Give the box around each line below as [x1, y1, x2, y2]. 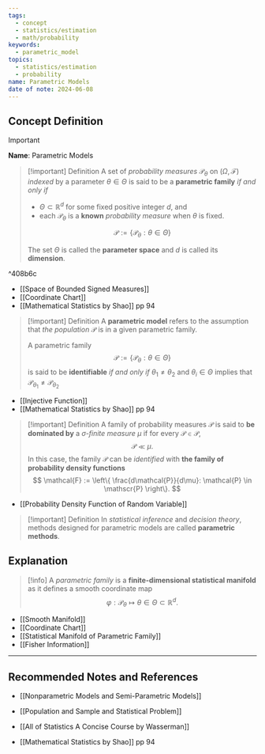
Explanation [8, 555, 69, 568]
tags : [8, 11, 26, 20]
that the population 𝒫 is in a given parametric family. [27, 325, 198, 335]
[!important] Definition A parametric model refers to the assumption [27, 316, 249, 326]
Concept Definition [8, 114, 104, 127]
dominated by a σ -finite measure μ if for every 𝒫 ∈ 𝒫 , [27, 428, 201, 438]
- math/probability [15, 33, 80, 42]
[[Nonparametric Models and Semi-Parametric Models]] [19, 691, 202, 701]
